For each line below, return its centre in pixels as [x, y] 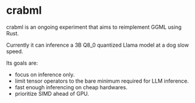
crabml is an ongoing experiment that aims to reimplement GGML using [94, 27]
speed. [15, 51]
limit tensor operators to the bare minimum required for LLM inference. [102, 81]
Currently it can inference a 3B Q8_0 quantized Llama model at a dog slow [98, 45]
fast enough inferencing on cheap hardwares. [71, 87]
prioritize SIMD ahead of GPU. [52, 93]
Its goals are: [22, 63]
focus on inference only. [45, 74]
